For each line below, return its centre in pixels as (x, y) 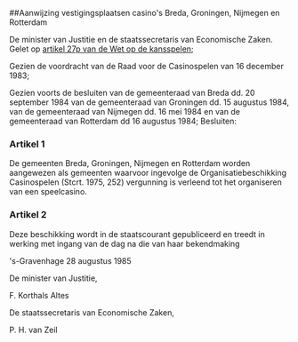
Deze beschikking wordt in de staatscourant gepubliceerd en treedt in (137, 234)
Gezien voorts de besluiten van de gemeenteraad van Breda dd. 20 (132, 93)
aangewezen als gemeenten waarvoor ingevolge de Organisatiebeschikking (148, 173)
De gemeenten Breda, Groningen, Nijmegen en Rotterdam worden (130, 163)
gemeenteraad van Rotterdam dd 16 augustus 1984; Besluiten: (123, 121)
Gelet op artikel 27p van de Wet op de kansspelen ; (101, 49)
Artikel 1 (27, 144)
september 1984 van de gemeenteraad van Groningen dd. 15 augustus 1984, (149, 102)
